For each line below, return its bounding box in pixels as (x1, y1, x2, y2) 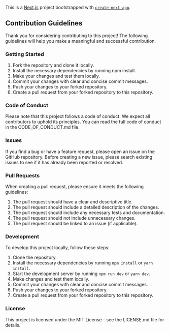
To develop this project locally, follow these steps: (5, 245, 110, 251)
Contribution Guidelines (5, 19, 83, 27)
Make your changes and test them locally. (12, 73, 100, 79)
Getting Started (5, 50, 44, 57)
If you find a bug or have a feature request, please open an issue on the (5, 148, 155, 155)
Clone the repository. (12, 254, 57, 261)
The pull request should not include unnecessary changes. (12, 215, 135, 221)
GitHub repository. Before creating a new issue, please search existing (5, 154, 153, 160)
